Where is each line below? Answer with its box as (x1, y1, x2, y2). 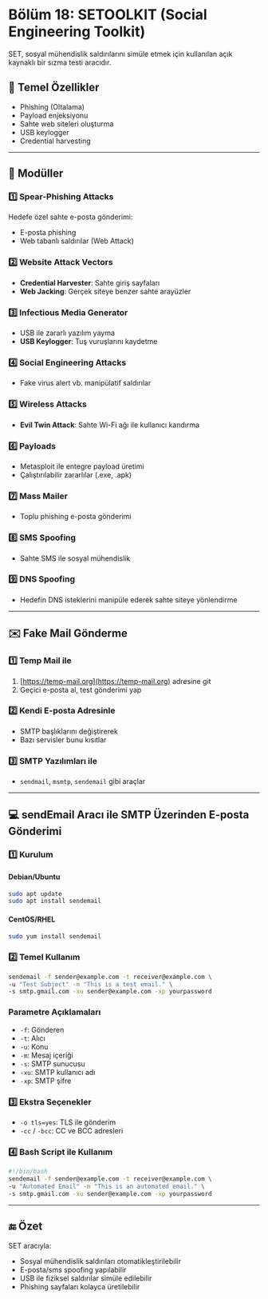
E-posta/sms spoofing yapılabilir (19, 1265, 127, 1274)
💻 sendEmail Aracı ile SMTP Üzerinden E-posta (8, 808, 250, 821)
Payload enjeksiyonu (19, 110, 89, 120)
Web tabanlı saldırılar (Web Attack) (19, 236, 134, 246)
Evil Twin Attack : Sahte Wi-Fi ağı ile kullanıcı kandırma (19, 420, 200, 430)
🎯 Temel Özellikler (8, 81, 100, 94)
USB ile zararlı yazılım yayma (19, 328, 116, 338)
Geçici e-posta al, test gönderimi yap (19, 685, 142, 694)
